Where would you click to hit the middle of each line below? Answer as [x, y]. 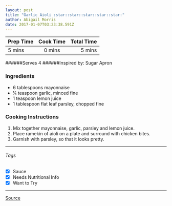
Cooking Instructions [32, 117]
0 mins [52, 50]
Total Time [84, 42]
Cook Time [52, 42]
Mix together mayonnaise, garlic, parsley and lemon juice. [73, 128]
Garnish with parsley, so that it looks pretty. [58, 139]
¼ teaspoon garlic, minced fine [45, 93]
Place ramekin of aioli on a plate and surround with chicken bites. [81, 133]
